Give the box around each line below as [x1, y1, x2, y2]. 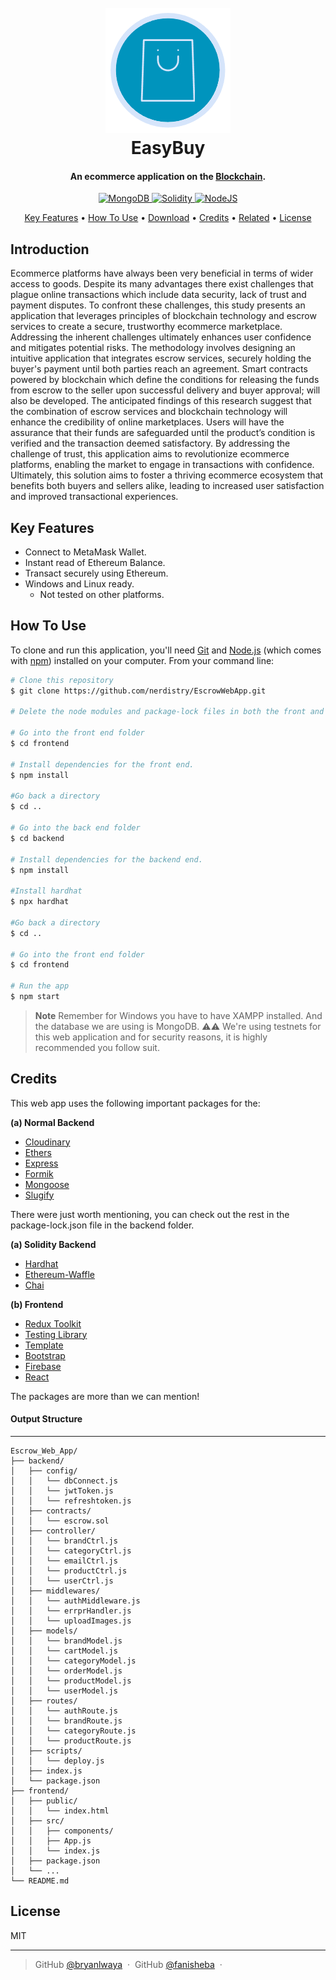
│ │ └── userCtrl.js [10, 1576, 114, 1586]
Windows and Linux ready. [24, 578, 135, 590]
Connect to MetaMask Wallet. [24, 546, 147, 558]
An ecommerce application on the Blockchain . [69, 170, 267, 182]
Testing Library [24, 1328, 88, 1340]
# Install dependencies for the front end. [10, 759, 195, 770]
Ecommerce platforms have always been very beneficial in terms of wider [10, 267, 314, 280]
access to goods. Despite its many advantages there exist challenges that [10, 278, 314, 290]
